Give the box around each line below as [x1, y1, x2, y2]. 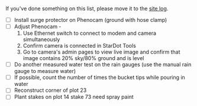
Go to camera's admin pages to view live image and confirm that [22, 48, 181, 55]
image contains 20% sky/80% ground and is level [22, 55, 144, 62]
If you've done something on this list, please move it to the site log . [5, 5, 169, 12]
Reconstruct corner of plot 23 [14, 87, 87, 94]
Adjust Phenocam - [14, 23, 62, 30]
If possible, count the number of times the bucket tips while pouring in [14, 74, 186, 81]
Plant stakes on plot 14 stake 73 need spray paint [14, 94, 134, 101]
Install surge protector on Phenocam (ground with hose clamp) [14, 16, 167, 23]
